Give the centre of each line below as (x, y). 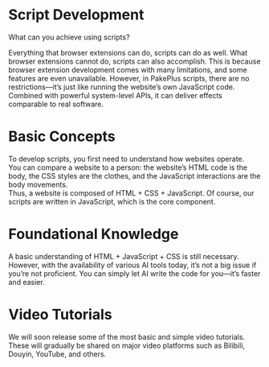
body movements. (38, 184)
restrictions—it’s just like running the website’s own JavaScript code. (122, 87)
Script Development (76, 15)
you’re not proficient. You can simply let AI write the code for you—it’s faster (134, 273)
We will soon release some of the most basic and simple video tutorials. (127, 336)
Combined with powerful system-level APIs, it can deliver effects (115, 95)
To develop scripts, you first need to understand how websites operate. (126, 159)
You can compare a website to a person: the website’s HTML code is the (128, 167)
